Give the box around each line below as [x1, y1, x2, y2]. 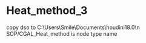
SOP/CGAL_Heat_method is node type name [6, 30, 118, 37]
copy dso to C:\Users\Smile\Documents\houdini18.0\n [6, 24, 141, 31]
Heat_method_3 [6, 4, 88, 18]
